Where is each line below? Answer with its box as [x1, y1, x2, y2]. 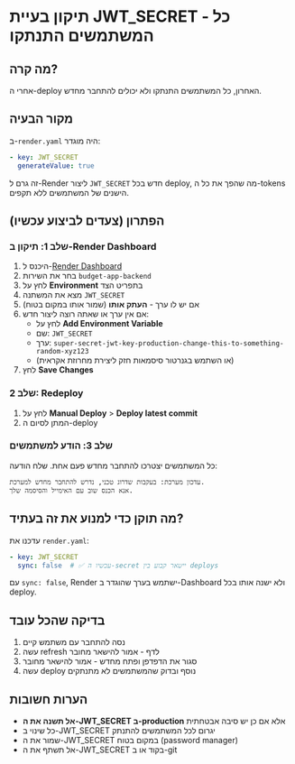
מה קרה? [9, 61, 59, 77]
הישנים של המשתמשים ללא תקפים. [9, 187, 129, 198]
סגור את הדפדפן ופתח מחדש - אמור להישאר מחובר [22, 656, 198, 667]
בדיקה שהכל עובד [9, 612, 106, 628]
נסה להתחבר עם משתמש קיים [22, 637, 126, 648]
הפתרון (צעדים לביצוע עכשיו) [9, 213, 165, 228]
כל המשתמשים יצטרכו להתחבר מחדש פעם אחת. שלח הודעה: [9, 460, 218, 471]
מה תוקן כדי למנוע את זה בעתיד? [9, 511, 184, 527]
